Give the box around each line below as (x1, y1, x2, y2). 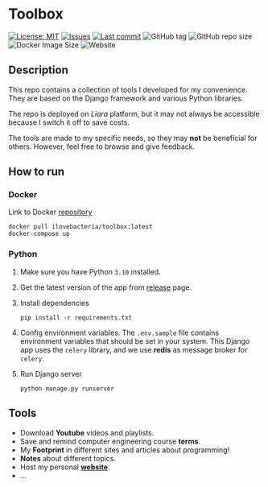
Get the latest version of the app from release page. (19, 283, 192, 292)
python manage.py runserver (19, 384, 114, 393)
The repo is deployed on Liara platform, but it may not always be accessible (8, 109, 260, 118)
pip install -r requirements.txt (19, 313, 133, 322)
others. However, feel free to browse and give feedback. (8, 142, 196, 151)
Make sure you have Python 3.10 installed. (19, 266, 161, 276)
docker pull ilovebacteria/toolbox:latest (8, 223, 153, 231)
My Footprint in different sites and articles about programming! (19, 444, 230, 455)
